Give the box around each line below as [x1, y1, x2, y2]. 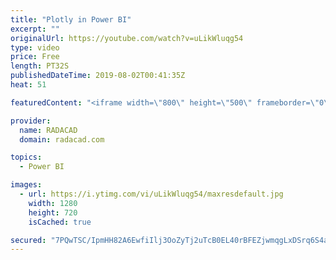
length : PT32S [10, 61, 70, 71]
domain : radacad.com [19, 134, 105, 145]
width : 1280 [28, 198, 78, 208]
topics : [10, 152, 43, 163]
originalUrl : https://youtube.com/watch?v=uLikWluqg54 [10, 33, 244, 43]
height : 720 [28, 207, 78, 218]
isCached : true [28, 217, 92, 227]
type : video [10, 42, 60, 53]
